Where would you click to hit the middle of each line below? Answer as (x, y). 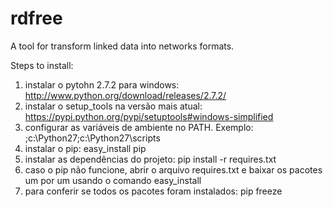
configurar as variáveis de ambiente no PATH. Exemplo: (139, 127)
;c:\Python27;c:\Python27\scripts (92, 138)
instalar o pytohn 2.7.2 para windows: (102, 84)
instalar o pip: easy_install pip (85, 148)
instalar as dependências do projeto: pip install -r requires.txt (150, 159)
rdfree (36, 18)
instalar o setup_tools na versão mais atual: (113, 106)
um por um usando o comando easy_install (113, 180)
